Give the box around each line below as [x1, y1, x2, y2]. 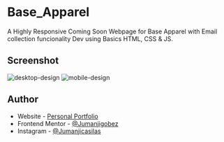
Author [7, 93, 38, 105]
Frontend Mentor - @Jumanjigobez [17, 119, 119, 127]
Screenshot [7, 55, 59, 67]
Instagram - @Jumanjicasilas [17, 127, 101, 135]
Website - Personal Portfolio [17, 112, 99, 120]
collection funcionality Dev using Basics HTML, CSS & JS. [7, 34, 173, 42]
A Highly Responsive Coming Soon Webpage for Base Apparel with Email [7, 27, 218, 35]
